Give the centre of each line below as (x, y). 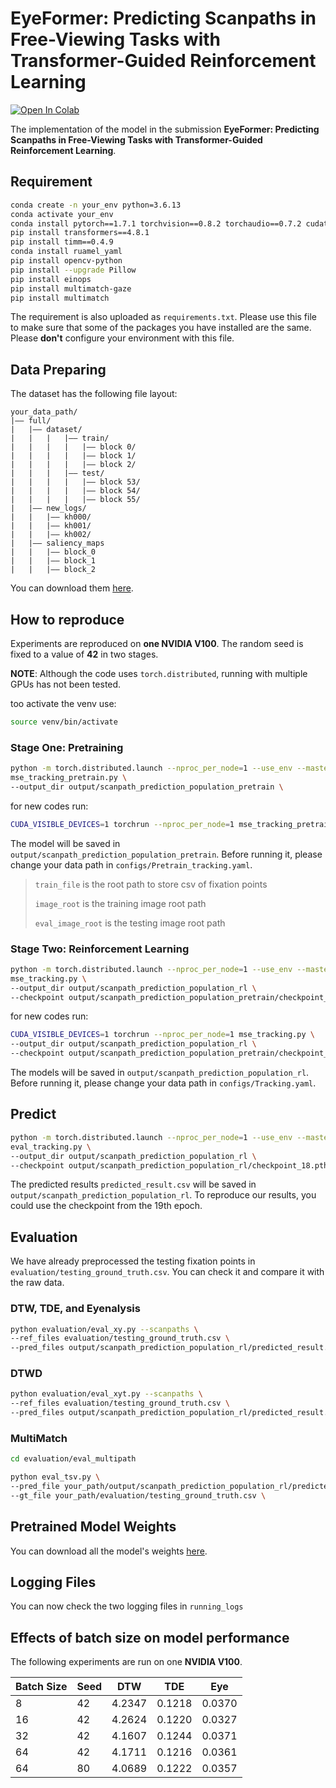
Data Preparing (58, 369)
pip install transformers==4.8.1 (80, 233)
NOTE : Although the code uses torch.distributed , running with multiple (159, 673)
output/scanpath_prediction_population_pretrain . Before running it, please (166, 854)
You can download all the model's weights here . (109, 1551)
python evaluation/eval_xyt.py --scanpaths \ (106, 1394)
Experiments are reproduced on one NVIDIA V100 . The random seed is (157, 643)
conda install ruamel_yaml (66, 252)
